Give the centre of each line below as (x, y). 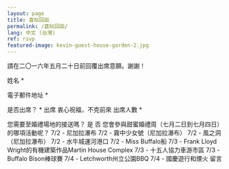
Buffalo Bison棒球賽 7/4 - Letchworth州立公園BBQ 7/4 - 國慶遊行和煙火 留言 (115, 158)
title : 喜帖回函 (28, 20)
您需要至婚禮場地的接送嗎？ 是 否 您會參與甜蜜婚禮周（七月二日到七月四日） (115, 124)
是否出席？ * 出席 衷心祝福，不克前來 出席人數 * (75, 110)
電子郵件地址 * (28, 95)
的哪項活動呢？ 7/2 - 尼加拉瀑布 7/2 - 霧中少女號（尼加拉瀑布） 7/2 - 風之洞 (114, 133)
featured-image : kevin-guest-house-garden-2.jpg (78, 45)
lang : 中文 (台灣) (32, 33)
